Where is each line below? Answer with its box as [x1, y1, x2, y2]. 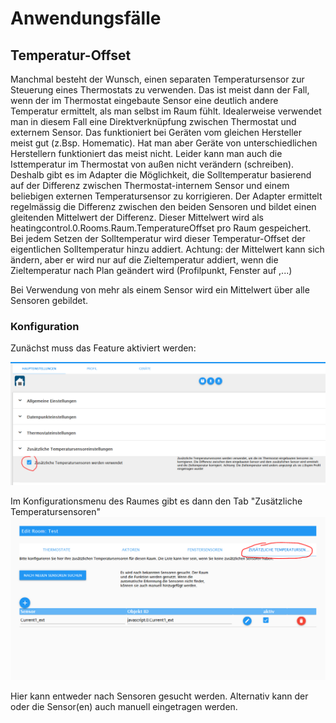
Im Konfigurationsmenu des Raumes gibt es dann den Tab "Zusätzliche [10, 495, 303, 507]
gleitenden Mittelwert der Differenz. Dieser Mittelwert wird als [10, 212, 264, 223]
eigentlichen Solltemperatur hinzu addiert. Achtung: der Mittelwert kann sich [10, 243, 325, 255]
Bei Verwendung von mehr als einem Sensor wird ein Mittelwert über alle [10, 284, 310, 296]
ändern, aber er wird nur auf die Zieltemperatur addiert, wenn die [10, 254, 279, 266]
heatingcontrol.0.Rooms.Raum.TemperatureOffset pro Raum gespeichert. [10, 222, 312, 234]
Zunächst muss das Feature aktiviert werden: [10, 342, 197, 354]
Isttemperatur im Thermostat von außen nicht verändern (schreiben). [10, 158, 295, 170]
